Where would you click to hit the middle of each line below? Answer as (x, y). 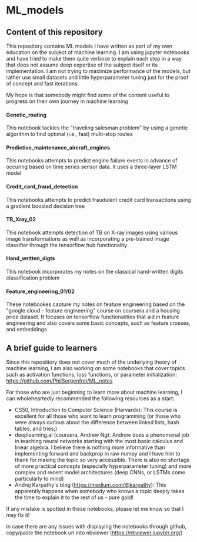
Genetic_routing (26, 115)
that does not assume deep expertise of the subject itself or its (82, 65)
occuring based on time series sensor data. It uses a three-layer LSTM (92, 167)
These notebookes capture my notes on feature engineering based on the (96, 304)
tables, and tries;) (36, 429)
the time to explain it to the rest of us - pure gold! (74, 497)
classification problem (33, 278)
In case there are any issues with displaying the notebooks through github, (96, 527)
